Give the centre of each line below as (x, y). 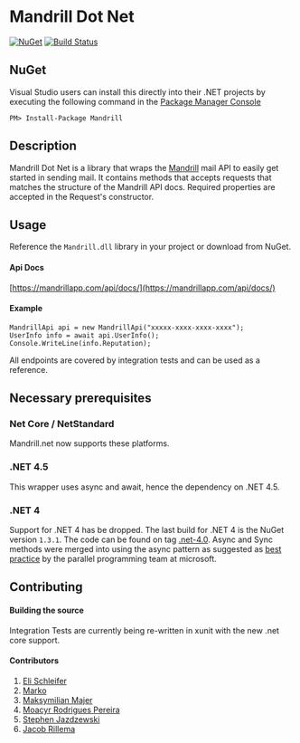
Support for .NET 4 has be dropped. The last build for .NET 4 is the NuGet (147, 530)
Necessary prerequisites (80, 399)
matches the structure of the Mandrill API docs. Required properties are (142, 186)
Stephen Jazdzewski (61, 719)
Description (43, 146)
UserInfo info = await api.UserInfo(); (84, 335)
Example (26, 309)
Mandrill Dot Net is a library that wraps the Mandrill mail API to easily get (144, 167)
